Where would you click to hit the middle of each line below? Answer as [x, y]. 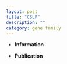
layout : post [22, 11]
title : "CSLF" [23, 17]
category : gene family [33, 28]
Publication [29, 56]
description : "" [26, 22]
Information [29, 45]
